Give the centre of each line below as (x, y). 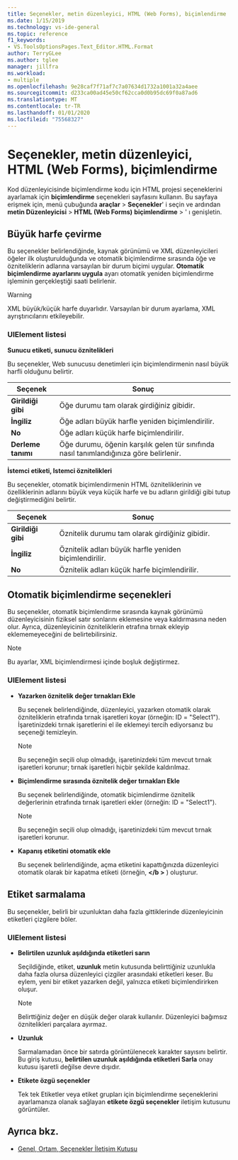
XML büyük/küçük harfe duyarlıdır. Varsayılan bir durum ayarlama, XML (112, 308)
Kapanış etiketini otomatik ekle (64, 851)
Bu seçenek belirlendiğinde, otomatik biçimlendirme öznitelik (106, 794)
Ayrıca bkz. (33, 1132)
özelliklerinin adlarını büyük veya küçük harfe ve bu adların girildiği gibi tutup (119, 492)
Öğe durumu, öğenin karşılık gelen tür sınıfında (137, 444)
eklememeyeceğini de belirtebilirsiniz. (62, 635)
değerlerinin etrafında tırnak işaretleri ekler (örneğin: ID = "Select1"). (117, 802)
